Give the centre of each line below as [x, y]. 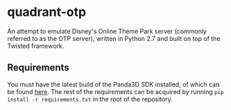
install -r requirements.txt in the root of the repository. [90, 99]
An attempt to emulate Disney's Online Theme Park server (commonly [107, 31]
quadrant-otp [47, 12]
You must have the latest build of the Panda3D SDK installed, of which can [113, 84]
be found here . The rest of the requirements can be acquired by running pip [115, 91]
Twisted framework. [36, 46]
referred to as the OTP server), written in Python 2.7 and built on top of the [114, 38]
